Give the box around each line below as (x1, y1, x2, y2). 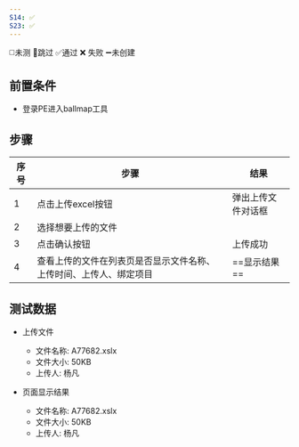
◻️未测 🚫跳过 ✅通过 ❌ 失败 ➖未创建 (9, 46, 135, 58)
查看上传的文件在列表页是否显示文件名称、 (36, 255, 215, 267)
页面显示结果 (21, 386, 69, 397)
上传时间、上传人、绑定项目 (36, 268, 153, 280)
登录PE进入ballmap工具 (21, 103, 109, 114)
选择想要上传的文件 (36, 222, 117, 234)
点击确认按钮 (36, 238, 91, 250)
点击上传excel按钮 (36, 198, 113, 210)
